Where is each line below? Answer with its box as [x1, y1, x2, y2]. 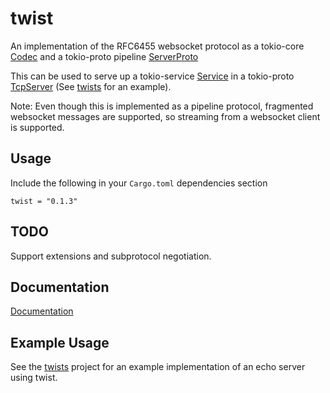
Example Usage [10, 334, 110, 351]
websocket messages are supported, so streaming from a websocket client [10, 110, 321, 122]
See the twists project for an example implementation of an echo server [10, 361, 306, 373]
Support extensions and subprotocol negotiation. [10, 250, 212, 262]
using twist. [10, 372, 58, 384]
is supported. [10, 121, 65, 133]
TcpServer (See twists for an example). [10, 80, 172, 92]
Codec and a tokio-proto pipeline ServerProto [10, 50, 199, 62]
